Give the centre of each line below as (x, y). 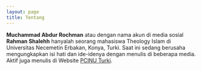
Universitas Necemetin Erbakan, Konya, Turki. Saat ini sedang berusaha (96, 47)
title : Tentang (25, 17)
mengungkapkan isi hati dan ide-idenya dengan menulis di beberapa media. (101, 54)
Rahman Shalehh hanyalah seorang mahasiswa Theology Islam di (89, 41)
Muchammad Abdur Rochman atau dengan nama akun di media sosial (95, 34)
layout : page (23, 12)
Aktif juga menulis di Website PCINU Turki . (59, 60)
